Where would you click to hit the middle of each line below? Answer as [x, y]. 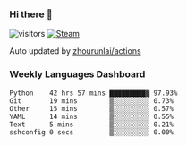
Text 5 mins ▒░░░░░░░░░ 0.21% [92, 125]
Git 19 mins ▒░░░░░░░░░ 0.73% [92, 101]
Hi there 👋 [31, 14]
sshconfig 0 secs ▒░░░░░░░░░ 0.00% [92, 132]
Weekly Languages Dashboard [77, 74]
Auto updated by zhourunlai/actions [75, 51]
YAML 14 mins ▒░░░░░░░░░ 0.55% [92, 116]
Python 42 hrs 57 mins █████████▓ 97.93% [93, 93]
